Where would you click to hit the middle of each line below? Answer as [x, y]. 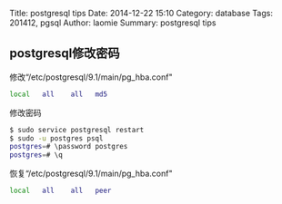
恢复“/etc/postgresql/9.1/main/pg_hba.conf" [91, 174]
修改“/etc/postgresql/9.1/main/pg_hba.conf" [91, 77]
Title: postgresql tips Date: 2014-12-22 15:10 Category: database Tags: [141, 13]
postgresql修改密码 [65, 53]
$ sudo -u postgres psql [56, 138]
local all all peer [60, 191]
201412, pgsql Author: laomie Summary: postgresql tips [113, 23]
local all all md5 [58, 94]
